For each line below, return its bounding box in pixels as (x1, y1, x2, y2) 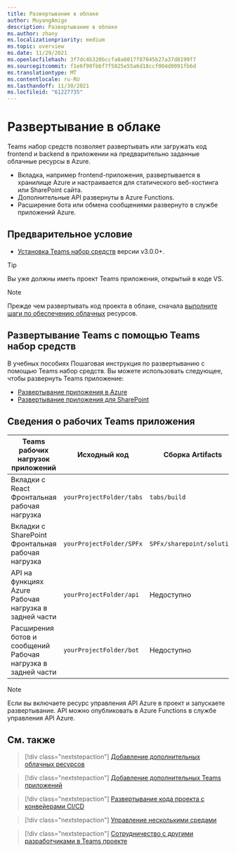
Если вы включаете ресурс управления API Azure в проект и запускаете (7, 699, 225, 707)
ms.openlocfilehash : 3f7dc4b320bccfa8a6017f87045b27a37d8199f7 (7, 56, 197, 63)
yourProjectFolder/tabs (63, 493, 143, 501)
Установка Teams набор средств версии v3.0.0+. (17, 247, 165, 255)
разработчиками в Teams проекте (24, 837, 128, 846)
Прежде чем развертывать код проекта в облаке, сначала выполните (7, 302, 218, 310)
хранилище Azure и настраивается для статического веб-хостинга (17, 179, 219, 187)
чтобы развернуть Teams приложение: (7, 374, 124, 382)
